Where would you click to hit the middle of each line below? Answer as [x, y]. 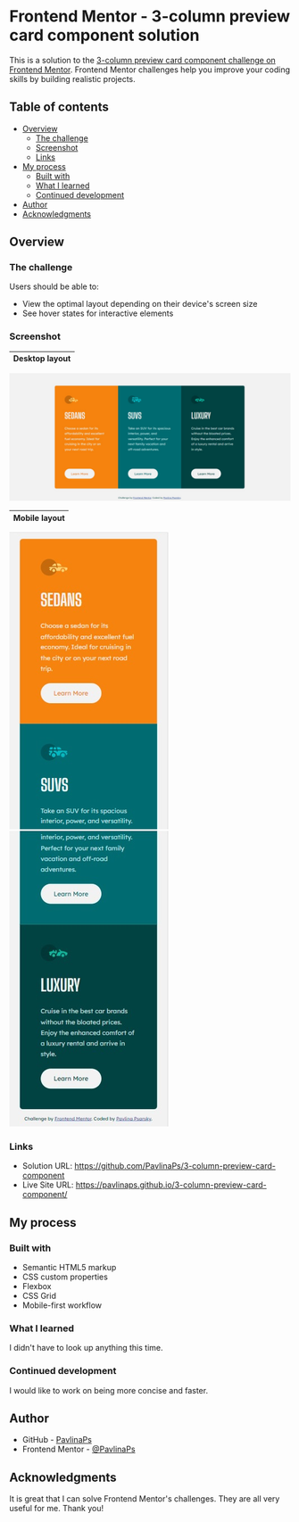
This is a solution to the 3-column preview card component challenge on [143, 60]
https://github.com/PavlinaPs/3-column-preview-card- [175, 1166]
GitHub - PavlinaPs [57, 1440]
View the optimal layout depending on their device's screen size [140, 304]
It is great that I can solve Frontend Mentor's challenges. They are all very [145, 1499]
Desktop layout [42, 359]
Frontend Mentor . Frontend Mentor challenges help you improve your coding [150, 70]
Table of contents [59, 108]
